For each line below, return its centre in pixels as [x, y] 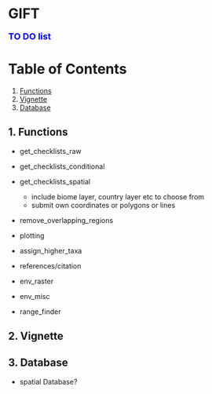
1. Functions [38, 132]
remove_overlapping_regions [66, 220]
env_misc [35, 296]
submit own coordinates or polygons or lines [103, 205]
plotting [32, 235]
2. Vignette [36, 336]
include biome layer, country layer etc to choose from [118, 196]
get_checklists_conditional [62, 166]
